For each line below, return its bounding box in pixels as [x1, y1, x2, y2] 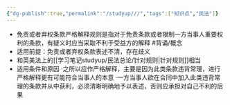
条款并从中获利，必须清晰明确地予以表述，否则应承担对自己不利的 [28, 82, 218, 90]
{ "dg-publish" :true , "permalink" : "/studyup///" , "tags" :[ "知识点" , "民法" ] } [6, 10, 219, 17]
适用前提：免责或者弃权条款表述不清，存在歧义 [16, 47, 150, 55]
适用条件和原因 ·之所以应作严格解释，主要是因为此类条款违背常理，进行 [16, 64, 221, 73]
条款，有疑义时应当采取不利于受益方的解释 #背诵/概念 [28, 39, 183, 47]
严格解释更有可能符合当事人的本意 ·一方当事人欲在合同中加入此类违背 [16, 73, 215, 82]
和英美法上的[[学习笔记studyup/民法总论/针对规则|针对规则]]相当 [16, 56, 202, 64]
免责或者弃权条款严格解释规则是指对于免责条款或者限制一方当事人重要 [16, 30, 218, 38]
